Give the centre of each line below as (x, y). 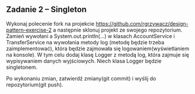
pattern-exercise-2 (29, 30)
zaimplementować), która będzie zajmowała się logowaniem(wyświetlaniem (98, 48)
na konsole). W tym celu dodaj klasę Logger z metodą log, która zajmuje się (97, 54)
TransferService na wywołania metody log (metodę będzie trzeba (85, 42)
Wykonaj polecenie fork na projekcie (51, 23)
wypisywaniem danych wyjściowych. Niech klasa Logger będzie (84, 61)
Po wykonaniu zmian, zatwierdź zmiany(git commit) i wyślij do (81, 78)
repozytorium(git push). (35, 85)
